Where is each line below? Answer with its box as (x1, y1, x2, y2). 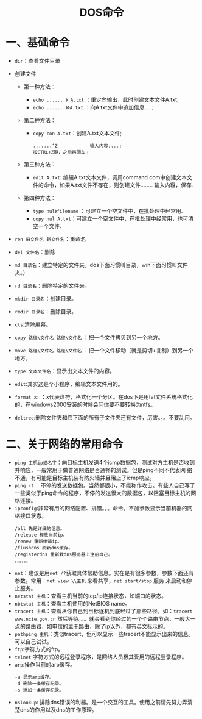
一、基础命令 (5, 36, 71, 49)
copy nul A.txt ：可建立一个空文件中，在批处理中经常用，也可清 (32, 215, 194, 223)
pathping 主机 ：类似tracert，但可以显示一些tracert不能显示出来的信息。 (14, 631, 194, 638)
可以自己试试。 (14, 638, 52, 645)
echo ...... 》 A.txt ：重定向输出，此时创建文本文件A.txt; (32, 96, 179, 104)
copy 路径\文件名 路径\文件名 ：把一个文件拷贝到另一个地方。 (14, 334, 164, 342)
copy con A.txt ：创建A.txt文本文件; (32, 129, 122, 137)
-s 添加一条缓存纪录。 (14, 687, 64, 693)
